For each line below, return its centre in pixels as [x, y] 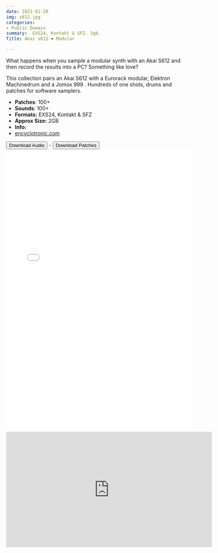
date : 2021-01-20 [27, 11]
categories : [21, 22]
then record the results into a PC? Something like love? [72, 67]
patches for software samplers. [44, 91]
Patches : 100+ [32, 102]
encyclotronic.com [37, 133]
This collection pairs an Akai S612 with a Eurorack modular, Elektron [88, 78]
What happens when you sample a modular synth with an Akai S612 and [93, 60]
